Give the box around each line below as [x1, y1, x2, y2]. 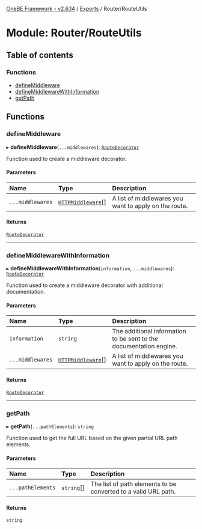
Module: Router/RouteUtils [6, 26, 142, 40]
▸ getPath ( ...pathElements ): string [6, 423, 94, 430]
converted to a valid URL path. [90, 488, 176, 496]
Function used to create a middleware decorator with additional [6, 282, 164, 289]
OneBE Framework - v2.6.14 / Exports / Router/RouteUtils [6, 5, 147, 12]
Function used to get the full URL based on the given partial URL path [6, 434, 178, 441]
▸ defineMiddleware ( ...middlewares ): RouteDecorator [6, 144, 139, 151]
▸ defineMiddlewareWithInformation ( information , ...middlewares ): [6, 265, 174, 272]
